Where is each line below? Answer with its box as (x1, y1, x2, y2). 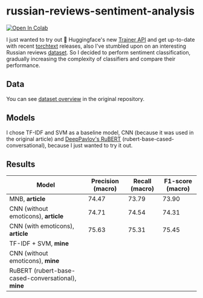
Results (6, 159, 36, 169)
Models (6, 113, 35, 123)
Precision (91, 177, 119, 186)
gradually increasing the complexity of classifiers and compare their (6, 55, 176, 62)
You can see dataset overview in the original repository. (6, 95, 145, 102)
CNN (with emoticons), (9, 222, 74, 230)
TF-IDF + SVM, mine (9, 239, 69, 248)
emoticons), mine (9, 257, 59, 265)
